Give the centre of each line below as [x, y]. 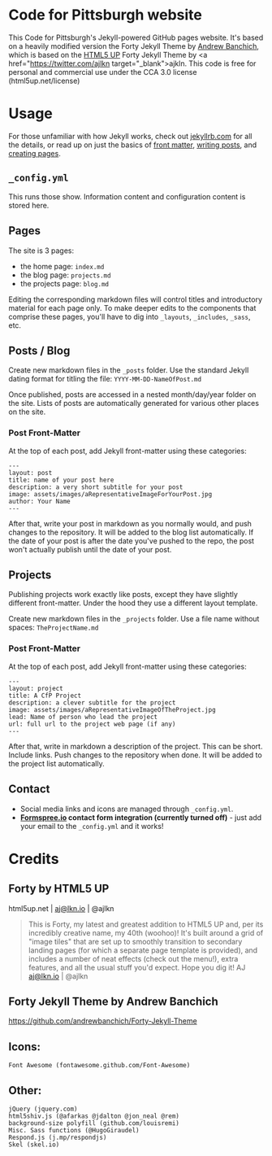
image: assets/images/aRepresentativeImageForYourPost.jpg [110, 494]
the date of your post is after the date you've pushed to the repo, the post [131, 541]
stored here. [29, 205]
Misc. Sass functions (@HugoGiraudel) [74, 1130]
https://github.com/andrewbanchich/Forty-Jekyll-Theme [103, 1021]
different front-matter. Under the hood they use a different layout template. [133, 603]
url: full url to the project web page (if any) [92, 724]
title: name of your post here [61, 480]
